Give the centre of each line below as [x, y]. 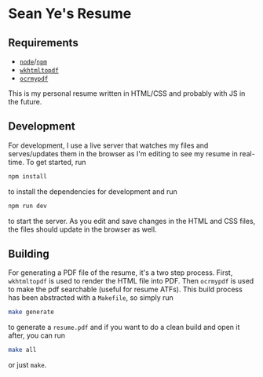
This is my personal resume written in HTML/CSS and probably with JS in [127, 93]
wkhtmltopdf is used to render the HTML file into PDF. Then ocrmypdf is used [131, 281]
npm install [27, 176]
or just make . [27, 365]
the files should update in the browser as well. [82, 229]
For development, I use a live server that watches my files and [108, 145]
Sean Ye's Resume [70, 14]
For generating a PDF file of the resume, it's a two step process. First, [121, 273]
